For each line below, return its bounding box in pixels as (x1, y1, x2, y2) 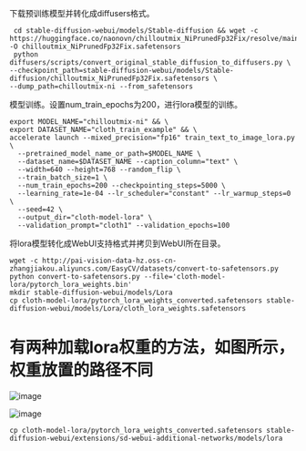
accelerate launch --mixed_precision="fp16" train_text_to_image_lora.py (9, 133, 296, 142)
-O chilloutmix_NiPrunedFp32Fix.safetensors (9, 42, 181, 51)
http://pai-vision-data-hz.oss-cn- (42, 256, 178, 265)
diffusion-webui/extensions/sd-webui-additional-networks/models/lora (9, 434, 283, 443)
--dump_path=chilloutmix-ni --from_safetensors (9, 82, 194, 91)
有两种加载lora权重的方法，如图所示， (9, 337, 295, 358)
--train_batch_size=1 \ (17, 173, 107, 182)
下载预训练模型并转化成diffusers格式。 (9, 8, 155, 18)
